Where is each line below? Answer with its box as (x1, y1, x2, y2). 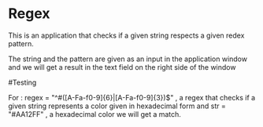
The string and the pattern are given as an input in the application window (8, 54, 248, 63)
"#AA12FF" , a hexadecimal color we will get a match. (8, 109, 181, 118)
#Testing (8, 78, 37, 87)
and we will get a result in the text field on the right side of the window (8, 62, 236, 71)
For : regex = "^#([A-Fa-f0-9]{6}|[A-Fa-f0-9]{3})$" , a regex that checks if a (8, 93, 256, 102)
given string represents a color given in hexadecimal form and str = (8, 101, 226, 111)
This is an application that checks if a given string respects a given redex (8, 31, 245, 40)
